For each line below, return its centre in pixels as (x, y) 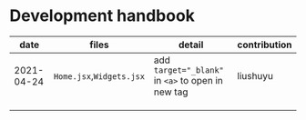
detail (191, 45)
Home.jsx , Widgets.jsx (99, 75)
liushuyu (255, 75)
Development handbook (102, 16)
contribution (265, 45)
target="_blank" (189, 70)
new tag (171, 92)
